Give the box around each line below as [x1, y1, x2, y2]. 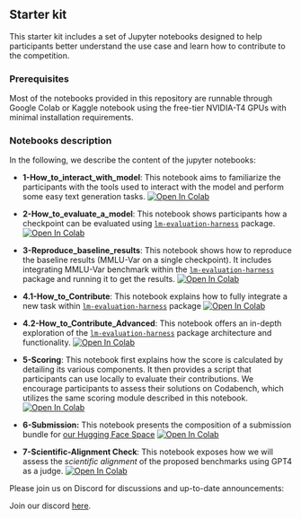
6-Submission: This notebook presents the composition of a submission [22, 419, 292, 430]
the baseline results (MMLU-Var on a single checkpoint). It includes [22, 255, 272, 266]
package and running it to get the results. [22, 274, 175, 285]
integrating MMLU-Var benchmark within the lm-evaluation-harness [22, 264, 275, 275]
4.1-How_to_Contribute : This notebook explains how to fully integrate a [22, 291, 288, 302]
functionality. [22, 337, 71, 348]
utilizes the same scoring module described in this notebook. [22, 392, 249, 403]
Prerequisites [9, 72, 69, 84]
